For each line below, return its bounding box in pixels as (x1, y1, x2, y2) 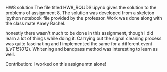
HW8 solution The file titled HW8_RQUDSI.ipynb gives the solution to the (5, 5, 157, 10)
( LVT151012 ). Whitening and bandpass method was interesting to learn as (5, 46, 158, 52)
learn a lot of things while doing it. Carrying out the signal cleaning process (5, 35, 162, 41)
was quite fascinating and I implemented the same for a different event (5, 41, 153, 47)
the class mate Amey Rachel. (5, 20, 66, 26)
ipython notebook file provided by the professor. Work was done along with (5, 15, 163, 21)
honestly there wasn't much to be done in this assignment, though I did (5, 30, 153, 36)
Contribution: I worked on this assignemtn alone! (5, 61, 106, 67)
